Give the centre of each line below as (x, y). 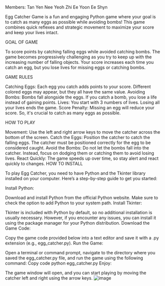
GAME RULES (19, 77)
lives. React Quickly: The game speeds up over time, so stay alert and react (82, 158)
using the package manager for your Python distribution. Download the (77, 223)
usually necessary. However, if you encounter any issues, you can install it (81, 218)
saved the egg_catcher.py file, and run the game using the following (74, 258)
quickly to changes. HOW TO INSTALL (44, 164)
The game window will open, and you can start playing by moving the (76, 273)
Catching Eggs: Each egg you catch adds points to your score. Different (78, 87)
